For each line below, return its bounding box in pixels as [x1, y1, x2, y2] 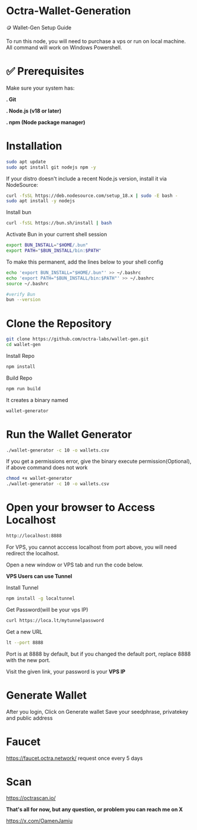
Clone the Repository [6, 317, 112, 330]
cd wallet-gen [6, 342, 41, 348]
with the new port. [6, 656, 51, 664]
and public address [6, 714, 53, 722]
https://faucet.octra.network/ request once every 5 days [6, 755, 143, 762]
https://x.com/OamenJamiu [6, 818, 73, 825]
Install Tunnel [6, 584, 39, 591]
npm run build [6, 386, 41, 391]
